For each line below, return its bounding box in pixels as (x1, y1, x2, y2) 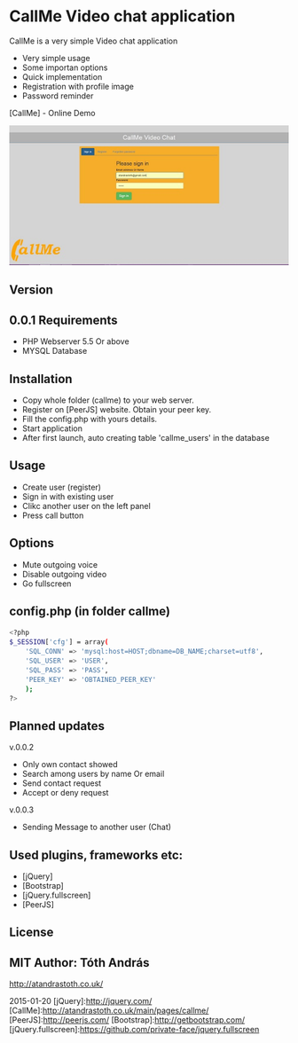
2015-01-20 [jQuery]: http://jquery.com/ (9, 996, 153, 1007)
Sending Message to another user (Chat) (21, 822, 171, 833)
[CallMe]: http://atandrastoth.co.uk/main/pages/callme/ (9, 1005, 209, 1016)
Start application (21, 423, 82, 434)
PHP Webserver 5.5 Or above (21, 336, 130, 347)
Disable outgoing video (21, 569, 107, 579)
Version (9, 282, 53, 298)
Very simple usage (21, 52, 90, 63)
